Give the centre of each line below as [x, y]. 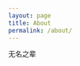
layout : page [30, 16]
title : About [30, 23]
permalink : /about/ [40, 30]
